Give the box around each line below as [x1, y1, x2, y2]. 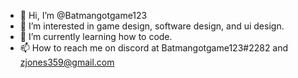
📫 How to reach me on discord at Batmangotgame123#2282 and [19, 42, 289, 54]
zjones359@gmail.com [19, 56, 115, 68]
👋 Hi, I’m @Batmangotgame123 [19, 10, 148, 21]
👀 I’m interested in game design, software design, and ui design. [19, 20, 285, 32]
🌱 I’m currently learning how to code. [19, 31, 173, 42]
